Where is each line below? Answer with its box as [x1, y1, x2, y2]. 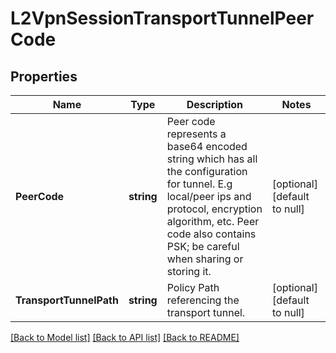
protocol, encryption [166, 202, 263, 216]
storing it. [166, 265, 212, 278]
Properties [10, 68, 78, 85]
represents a [166, 127, 227, 141]
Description [186, 98, 244, 111]
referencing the [166, 293, 240, 307]
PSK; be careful [166, 240, 240, 253]
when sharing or [166, 252, 244, 266]
